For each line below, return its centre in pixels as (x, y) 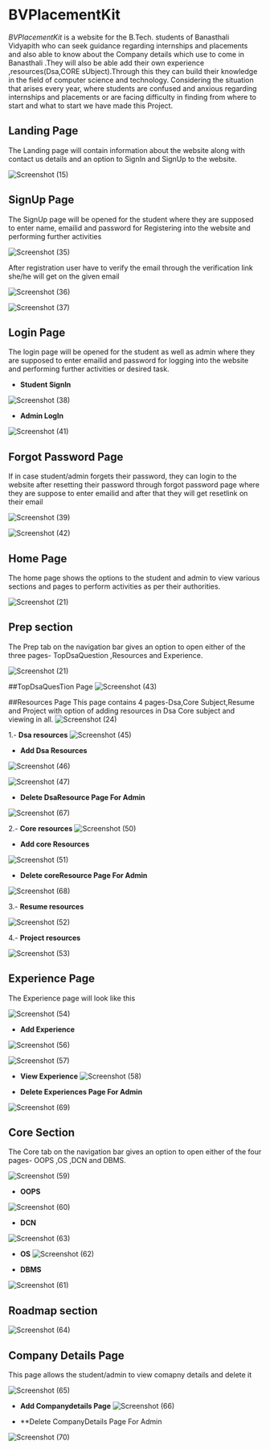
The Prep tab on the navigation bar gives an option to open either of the (127, 647)
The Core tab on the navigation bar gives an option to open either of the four (135, 1152)
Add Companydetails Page (65, 1406)
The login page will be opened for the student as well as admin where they (132, 352)
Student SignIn (45, 385)
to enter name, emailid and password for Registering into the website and (129, 228)
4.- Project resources (45, 938)
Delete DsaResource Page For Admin (83, 797)
